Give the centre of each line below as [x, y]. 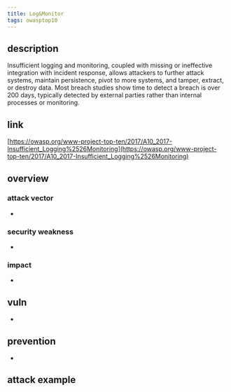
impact [19, 265]
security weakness [40, 232]
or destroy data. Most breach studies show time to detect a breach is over [114, 87]
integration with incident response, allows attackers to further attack [106, 73]
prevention [31, 341]
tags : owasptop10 [33, 20]
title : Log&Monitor [36, 14]
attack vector [30, 198]
